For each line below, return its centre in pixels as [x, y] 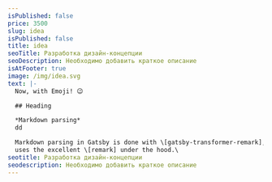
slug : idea [26, 31]
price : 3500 [28, 23]
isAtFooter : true [37, 69]
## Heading [33, 106]
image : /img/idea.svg [44, 76]
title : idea [28, 46]
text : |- [22, 83]
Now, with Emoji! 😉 [49, 91]
